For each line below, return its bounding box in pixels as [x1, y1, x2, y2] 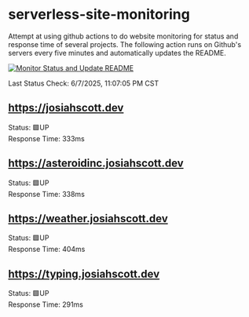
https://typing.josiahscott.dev [8, 267, 160, 280]
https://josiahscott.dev [8, 101, 124, 115]
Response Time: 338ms [8, 189, 85, 199]
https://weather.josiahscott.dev [8, 212, 169, 225]
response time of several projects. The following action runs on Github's [8, 39, 242, 49]
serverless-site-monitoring [8, 5, 190, 24]
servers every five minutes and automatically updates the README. [8, 48, 226, 57]
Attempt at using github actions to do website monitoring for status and [8, 31, 239, 41]
